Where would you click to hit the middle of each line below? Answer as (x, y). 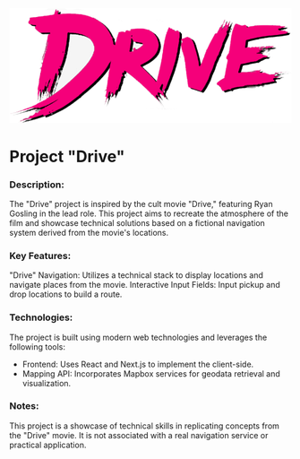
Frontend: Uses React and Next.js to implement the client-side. (138, 364)
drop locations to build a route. (66, 294)
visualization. (47, 383)
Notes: (24, 406)
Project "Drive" (67, 156)
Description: (37, 185)
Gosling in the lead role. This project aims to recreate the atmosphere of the (149, 213)
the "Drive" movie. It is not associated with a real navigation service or (139, 435)
